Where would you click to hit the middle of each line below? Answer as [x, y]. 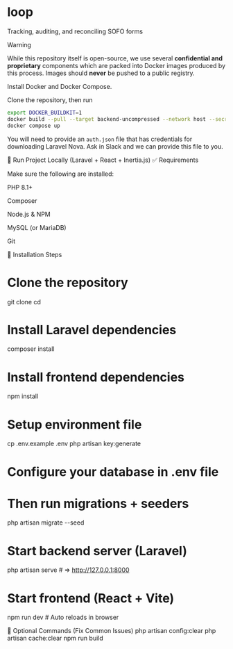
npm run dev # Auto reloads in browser [63, 617]
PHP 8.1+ [20, 187]
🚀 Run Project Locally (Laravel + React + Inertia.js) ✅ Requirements [103, 160]
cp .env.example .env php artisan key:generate [74, 444]
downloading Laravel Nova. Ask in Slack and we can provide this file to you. [115, 146]
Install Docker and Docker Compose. [60, 86]
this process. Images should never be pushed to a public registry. [101, 73]
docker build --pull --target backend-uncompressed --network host [107, 119]
